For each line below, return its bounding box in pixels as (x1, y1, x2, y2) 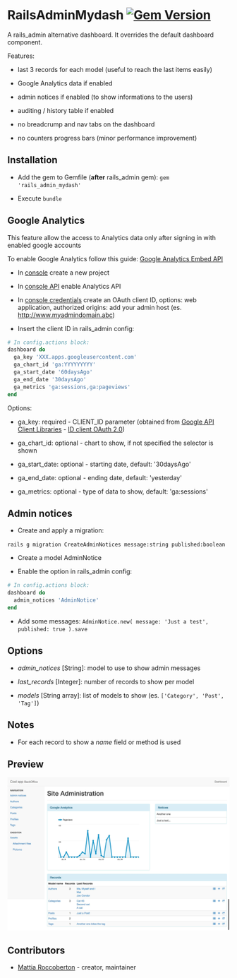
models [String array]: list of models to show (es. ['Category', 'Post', (17, 691, 224, 699)
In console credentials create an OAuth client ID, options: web (17, 295, 197, 304)
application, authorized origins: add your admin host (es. (17, 303, 182, 311)
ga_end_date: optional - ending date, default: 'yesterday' (17, 473, 182, 482)
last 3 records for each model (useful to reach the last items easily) (17, 65, 213, 73)
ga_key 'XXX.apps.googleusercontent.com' (13, 354, 138, 361)
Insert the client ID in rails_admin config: (17, 324, 135, 333)
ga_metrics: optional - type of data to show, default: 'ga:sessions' (17, 487, 208, 496)
